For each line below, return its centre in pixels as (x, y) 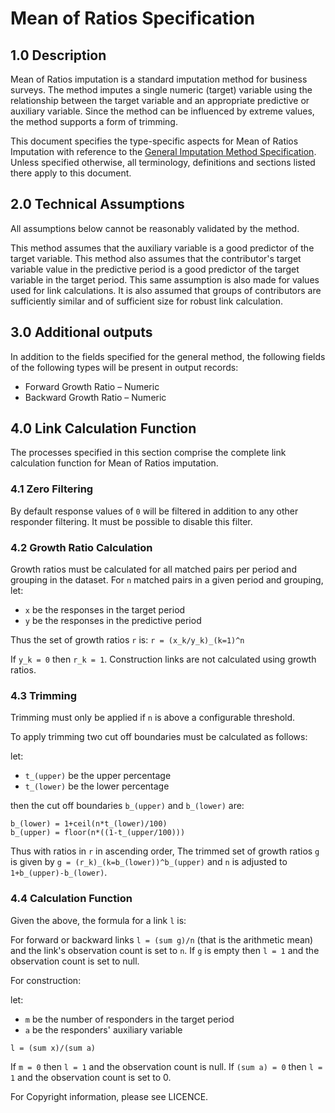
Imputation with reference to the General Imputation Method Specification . (163, 151)
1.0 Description (58, 55)
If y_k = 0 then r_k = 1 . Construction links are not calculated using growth (163, 659)
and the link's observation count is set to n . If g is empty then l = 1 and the (165, 950)
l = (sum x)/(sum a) (53, 1048)
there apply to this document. (71, 173)
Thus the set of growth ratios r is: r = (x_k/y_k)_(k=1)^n (127, 640)
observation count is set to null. (75, 961)
